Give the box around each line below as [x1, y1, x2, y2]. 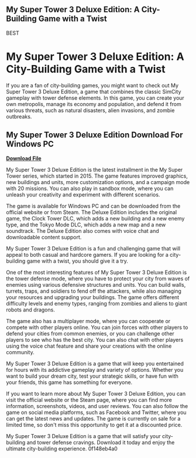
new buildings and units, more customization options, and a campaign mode [6, 178, 190, 185]
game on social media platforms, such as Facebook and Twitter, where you [6, 409, 187, 416]
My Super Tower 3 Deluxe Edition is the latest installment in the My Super [6, 166, 183, 173]
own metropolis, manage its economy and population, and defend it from [6, 100, 181, 107]
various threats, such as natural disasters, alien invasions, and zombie [6, 107, 175, 114]
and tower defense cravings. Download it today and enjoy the [26, 439, 175, 446]
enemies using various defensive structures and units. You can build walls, [6, 281, 186, 288]
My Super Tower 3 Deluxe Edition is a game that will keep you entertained [6, 360, 184, 367]
